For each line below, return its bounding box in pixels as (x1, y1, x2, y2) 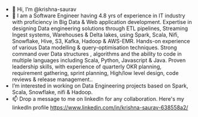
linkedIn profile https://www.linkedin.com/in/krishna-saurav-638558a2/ (11, 104, 188, 111)
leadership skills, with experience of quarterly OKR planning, (11, 63, 162, 70)
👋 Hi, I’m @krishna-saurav (11, 6, 77, 13)
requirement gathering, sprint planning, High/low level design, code (11, 70, 179, 76)
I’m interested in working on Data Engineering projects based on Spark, (11, 82, 188, 89)
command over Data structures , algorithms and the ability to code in (11, 50, 182, 57)
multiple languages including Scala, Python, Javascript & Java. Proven (11, 57, 186, 64)
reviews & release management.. (11, 76, 93, 83)
